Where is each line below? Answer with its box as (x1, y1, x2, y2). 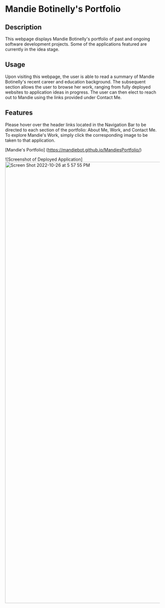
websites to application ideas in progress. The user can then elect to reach (5, 89, 156, 95)
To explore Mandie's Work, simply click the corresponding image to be (5, 132, 148, 138)
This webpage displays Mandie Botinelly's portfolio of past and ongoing (5, 36, 150, 42)
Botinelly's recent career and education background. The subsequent (5, 78, 146, 84)
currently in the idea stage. (5, 47, 60, 52)
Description (5, 23, 42, 31)
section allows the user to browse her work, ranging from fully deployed (5, 84, 151, 90)
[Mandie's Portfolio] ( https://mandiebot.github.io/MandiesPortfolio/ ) (5, 147, 142, 152)
